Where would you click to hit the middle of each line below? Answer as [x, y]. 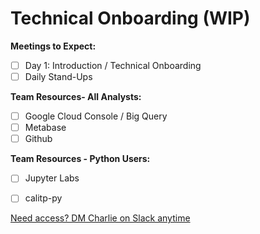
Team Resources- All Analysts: [76, 97]
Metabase [45, 128]
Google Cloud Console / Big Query [96, 116]
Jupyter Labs [52, 178]
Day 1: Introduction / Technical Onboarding [113, 65]
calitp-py [43, 198]
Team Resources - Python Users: [80, 159]
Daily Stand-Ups [58, 76]
